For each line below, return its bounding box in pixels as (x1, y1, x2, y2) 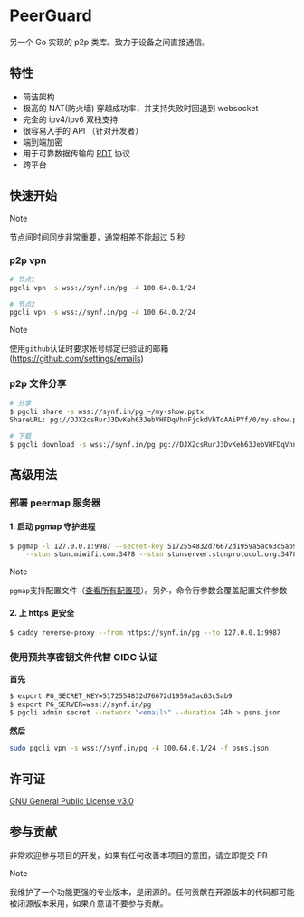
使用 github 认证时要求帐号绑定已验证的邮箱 (9, 343, 169, 354)
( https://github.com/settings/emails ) (9, 354, 145, 364)
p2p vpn (9, 254, 47, 267)
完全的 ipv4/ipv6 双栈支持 (22, 114, 119, 125)
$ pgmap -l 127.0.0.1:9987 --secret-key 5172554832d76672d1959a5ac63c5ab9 (9, 542, 298, 551)
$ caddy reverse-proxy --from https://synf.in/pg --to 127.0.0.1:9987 (9, 628, 281, 638)
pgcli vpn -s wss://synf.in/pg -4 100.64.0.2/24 (9, 308, 196, 317)
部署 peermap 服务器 (9, 496, 101, 509)
